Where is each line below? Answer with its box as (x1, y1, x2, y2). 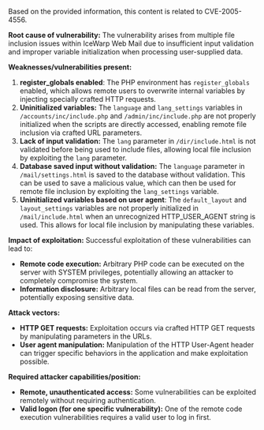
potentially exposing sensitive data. (19, 293, 135, 302)
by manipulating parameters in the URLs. (19, 331, 152, 341)
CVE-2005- (204, 7, 242, 16)
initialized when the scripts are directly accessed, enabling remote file (19, 120, 247, 129)
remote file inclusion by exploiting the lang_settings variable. (19, 187, 219, 196)
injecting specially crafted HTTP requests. (19, 95, 156, 103)
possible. (19, 357, 50, 366)
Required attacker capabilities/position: (8, 372, 141, 381)
